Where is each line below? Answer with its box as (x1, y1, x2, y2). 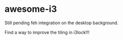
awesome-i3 (4, 3, 57, 15)
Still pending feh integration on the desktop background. (4, 20, 119, 26)
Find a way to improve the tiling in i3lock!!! (4, 29, 90, 35)
